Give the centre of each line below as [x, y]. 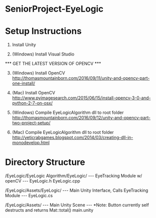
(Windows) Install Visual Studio [43, 54]
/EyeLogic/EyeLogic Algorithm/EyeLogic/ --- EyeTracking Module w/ [74, 176]
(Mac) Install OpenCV [34, 93]
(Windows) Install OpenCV [39, 73]
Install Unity [24, 45]
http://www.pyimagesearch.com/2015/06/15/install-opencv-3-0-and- [81, 98]
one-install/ [24, 83]
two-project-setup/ [31, 123]
